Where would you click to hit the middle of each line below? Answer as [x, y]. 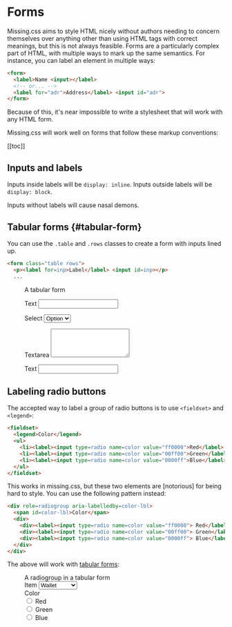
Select [33, 318]
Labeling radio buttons [57, 391]
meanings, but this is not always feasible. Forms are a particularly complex [113, 46]
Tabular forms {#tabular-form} [75, 227]
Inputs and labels [45, 167]
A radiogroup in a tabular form [67, 578]
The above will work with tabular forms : [63, 564]
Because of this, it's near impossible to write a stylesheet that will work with [115, 112]
